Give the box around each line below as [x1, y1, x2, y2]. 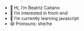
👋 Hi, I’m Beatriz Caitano [9, 5, 60, 10]
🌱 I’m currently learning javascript [9, 15, 79, 21]
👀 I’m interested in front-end [9, 10, 68, 16]
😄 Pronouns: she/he [9, 20, 52, 26]
